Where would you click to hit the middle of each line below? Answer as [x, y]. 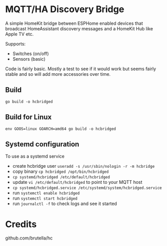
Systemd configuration [42, 144]
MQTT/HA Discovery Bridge [65, 9]
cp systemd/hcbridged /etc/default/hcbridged [61, 177]
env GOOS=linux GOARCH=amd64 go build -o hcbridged [61, 129]
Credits [21, 224]
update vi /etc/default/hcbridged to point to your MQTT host [77, 182]
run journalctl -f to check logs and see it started [65, 204]
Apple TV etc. [19, 34]
